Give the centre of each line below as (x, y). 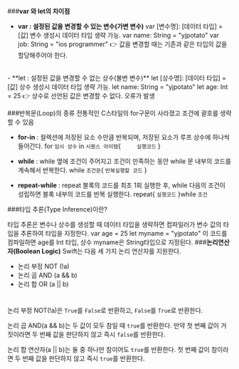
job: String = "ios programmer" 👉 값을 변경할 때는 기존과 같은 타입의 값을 (122, 44)
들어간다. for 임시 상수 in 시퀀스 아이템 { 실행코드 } (89, 146)
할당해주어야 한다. (42, 55)
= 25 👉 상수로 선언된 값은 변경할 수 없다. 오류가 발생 (81, 96)
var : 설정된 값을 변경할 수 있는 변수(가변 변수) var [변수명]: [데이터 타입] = (120, 26)
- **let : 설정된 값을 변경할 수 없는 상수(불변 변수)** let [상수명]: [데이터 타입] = (117, 78)
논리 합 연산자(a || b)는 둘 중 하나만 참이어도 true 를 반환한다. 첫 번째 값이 (108, 350)
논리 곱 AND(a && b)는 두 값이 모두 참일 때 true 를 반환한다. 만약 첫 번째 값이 (113, 326)
